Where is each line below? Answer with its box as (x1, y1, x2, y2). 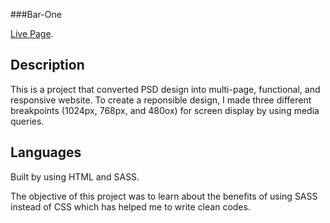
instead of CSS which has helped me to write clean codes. (10, 200, 251, 213)
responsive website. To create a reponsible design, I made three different (10, 94, 312, 106)
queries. (10, 115, 45, 127)
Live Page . (10, 28, 54, 39)
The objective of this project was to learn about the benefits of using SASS (10, 190, 318, 202)
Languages (10, 144, 82, 161)
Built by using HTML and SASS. (10, 170, 140, 183)
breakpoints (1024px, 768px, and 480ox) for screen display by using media (10, 104, 320, 116)
